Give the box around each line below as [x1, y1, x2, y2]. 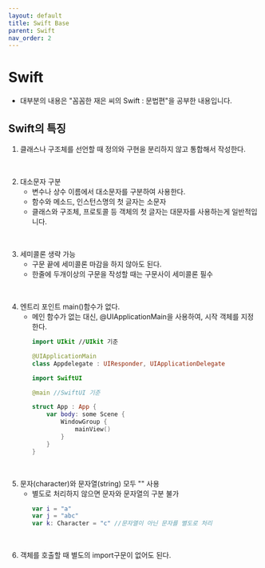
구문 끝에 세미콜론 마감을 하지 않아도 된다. [31, 259, 162, 269]
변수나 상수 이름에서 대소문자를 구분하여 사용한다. [31, 187, 186, 196]
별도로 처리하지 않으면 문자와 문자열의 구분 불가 [31, 489, 180, 498]
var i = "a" [31, 505, 72, 513]
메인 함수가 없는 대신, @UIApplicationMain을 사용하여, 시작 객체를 [31, 312, 239, 321]
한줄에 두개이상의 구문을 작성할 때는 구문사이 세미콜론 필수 [31, 270, 214, 278]
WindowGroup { [60, 418, 108, 426]
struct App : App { [31, 403, 97, 411]
